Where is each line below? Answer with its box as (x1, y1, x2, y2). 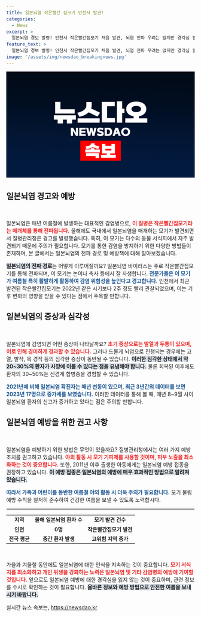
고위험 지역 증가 (92, 535, 129, 542)
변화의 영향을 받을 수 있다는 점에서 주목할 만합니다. (12, 293, 130, 300)
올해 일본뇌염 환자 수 (35, 516, 83, 523)
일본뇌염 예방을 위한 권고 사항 (6, 417, 108, 428)
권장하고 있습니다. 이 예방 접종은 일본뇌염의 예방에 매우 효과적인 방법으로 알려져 (6, 468, 190, 475)
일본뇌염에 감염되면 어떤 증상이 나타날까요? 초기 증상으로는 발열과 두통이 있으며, (6, 340, 192, 347)
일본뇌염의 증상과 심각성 (6, 312, 90, 322)
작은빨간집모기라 (153, 219, 193, 227)
